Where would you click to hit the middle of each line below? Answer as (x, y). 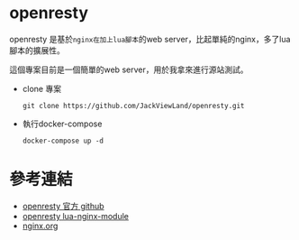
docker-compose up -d (63, 141)
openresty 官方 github (63, 206)
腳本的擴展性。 (37, 50)
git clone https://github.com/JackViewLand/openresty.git (133, 106)
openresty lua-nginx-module (75, 216)
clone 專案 (41, 88)
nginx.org (40, 226)
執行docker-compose (62, 124)
